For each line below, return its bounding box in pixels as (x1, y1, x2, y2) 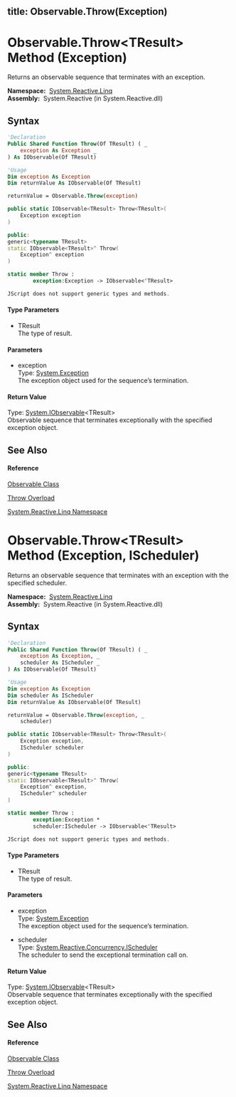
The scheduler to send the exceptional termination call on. (17, 950, 188, 959)
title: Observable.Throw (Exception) (7, 6, 168, 18)
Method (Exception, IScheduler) (7, 547, 200, 564)
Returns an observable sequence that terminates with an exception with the (7, 571, 229, 579)
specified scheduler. (7, 578, 68, 587)
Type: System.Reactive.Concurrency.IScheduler (17, 943, 158, 951)
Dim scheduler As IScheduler (7, 692, 94, 699)
